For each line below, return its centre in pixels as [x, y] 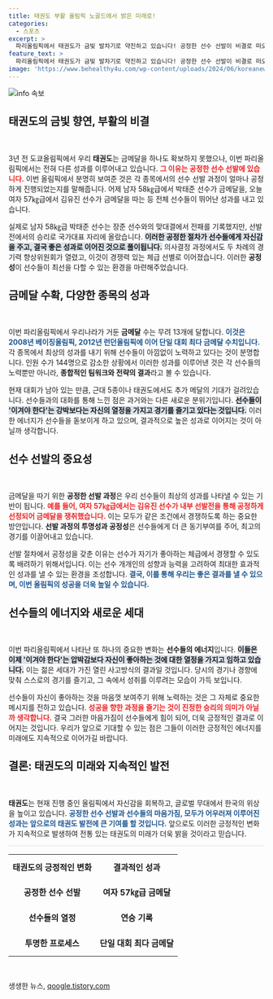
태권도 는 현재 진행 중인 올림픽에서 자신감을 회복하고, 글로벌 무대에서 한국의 [127, 803]
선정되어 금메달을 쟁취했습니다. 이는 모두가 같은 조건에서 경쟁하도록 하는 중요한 [133, 516]
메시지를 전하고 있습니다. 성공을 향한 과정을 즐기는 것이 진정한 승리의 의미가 [127, 708]
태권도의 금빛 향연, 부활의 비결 [79, 122]
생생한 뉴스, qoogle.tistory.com [59, 985]
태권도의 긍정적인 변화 [52, 867]
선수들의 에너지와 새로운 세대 [76, 613]
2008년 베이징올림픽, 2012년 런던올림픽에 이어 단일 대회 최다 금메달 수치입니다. [134, 342]
